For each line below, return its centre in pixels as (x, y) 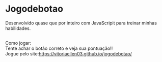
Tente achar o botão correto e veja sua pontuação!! (59, 48)
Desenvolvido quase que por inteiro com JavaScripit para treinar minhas (81, 23)
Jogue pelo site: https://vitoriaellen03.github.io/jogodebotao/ (69, 54)
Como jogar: (18, 43)
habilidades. (18, 28)
